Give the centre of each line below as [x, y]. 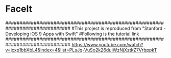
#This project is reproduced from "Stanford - [118, 28]
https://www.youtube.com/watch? [107, 44]
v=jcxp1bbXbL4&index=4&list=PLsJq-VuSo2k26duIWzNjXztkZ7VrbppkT [81, 50]
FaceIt [19, 9]
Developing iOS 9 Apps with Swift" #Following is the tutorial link [72, 34]
